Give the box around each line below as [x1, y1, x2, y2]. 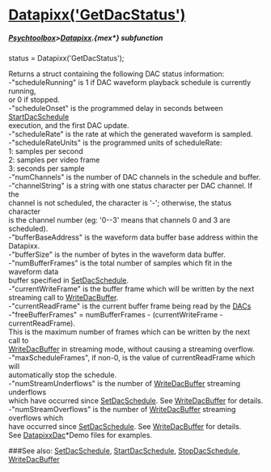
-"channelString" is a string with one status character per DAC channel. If [8, 181, 253, 191]
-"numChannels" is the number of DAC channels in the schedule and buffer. [8, 172, 261, 182]
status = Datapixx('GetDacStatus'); [8, 53, 125, 63]
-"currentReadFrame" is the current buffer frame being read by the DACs [8, 301, 252, 311]
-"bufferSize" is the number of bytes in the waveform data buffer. [8, 249, 227, 260]
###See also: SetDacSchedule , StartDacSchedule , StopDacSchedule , [8, 446, 240, 456]
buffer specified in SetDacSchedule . [8, 275, 129, 285]
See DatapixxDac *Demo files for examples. [8, 431, 152, 440]
